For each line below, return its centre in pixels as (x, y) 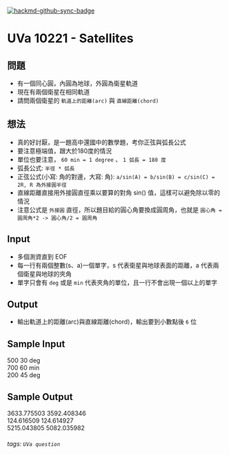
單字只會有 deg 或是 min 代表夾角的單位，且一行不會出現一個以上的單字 (117, 282)
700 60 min (23, 368)
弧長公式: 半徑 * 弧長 (46, 168)
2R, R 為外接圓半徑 (42, 185)
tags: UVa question (34, 443)
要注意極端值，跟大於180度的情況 (64, 151)
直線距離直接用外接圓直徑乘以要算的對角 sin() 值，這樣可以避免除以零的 (118, 192)
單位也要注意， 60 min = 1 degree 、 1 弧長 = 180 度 (91, 159)
